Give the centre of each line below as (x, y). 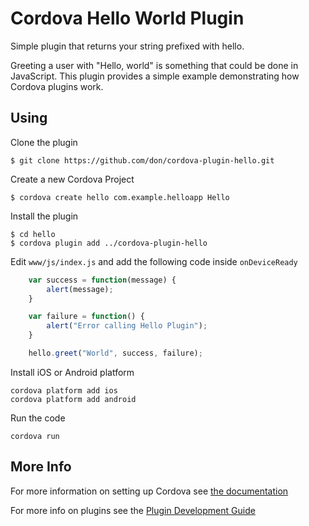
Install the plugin (44, 216)
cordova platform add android (73, 399)
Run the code (38, 418)
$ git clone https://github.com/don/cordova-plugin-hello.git (142, 160)
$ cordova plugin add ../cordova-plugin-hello (109, 243)
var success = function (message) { (102, 280)
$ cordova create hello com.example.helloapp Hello (120, 197)
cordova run (35, 436)
